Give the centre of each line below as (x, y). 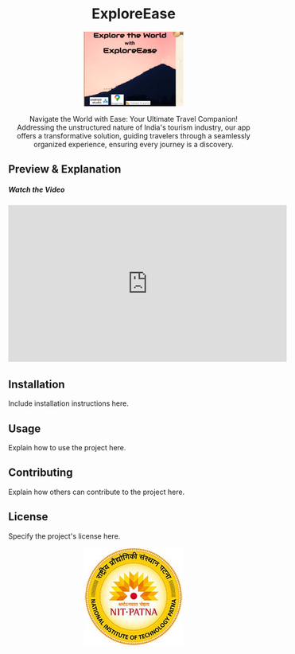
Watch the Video (37, 189)
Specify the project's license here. (64, 536)
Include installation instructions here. (68, 403)
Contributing (41, 473)
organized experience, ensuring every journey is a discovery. (133, 144)
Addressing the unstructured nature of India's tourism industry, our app (134, 127)
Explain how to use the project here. (67, 447)
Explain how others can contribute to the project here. (97, 492)
